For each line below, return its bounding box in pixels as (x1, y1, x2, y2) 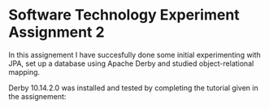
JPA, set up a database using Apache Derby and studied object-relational (8, 59, 254, 68)
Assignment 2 (8, 23, 105, 41)
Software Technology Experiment (8, 6, 240, 24)
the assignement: (8, 91, 67, 101)
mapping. (8, 67, 41, 76)
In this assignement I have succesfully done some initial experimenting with (8, 50, 262, 59)
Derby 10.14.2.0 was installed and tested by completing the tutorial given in (8, 83, 258, 93)
